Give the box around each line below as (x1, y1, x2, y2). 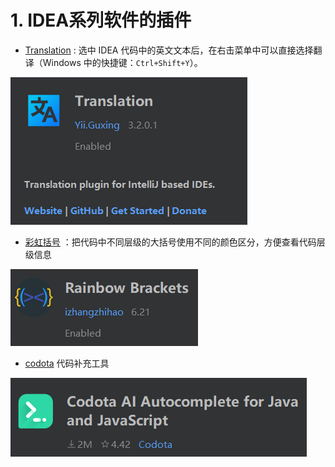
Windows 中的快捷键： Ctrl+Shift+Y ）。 (42, 56, 203, 68)
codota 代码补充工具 (24, 357, 110, 369)
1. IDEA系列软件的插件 (10, 9, 192, 32)
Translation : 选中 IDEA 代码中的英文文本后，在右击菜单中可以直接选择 (24, 44, 314, 56)
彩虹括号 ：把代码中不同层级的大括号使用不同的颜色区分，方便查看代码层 (24, 236, 326, 248)
